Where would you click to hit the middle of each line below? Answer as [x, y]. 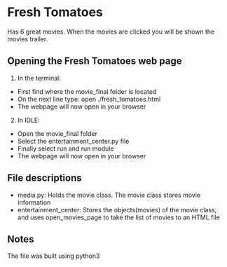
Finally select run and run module [66, 149]
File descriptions [44, 178]
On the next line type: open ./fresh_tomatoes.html [89, 99]
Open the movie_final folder [57, 133]
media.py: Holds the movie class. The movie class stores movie [109, 195]
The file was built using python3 [54, 256]
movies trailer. [28, 39]
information [34, 202]
